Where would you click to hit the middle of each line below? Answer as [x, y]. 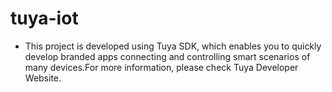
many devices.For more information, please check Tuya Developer [161, 67]
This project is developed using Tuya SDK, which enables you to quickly [173, 46]
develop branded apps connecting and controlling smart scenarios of [167, 56]
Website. [43, 78]
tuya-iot [44, 18]
